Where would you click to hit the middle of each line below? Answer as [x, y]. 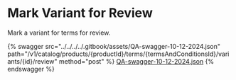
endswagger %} [31, 69]
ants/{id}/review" [33, 61]
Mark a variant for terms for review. [59, 33]
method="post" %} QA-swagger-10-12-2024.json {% [136, 61]
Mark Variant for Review [80, 13]
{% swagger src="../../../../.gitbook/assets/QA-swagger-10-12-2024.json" [114, 46]
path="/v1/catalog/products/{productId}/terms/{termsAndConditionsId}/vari [118, 54]
